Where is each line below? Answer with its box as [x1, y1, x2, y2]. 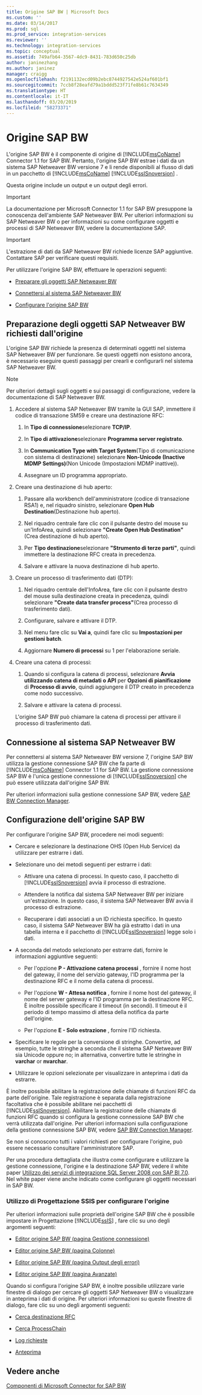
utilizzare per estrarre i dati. [14, 849, 84, 856]
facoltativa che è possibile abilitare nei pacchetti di [6, 1100, 133, 1107]
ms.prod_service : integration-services [6, 31, 107, 38]
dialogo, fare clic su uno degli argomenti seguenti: [6, 1302, 131, 1309]
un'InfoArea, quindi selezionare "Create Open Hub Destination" [24, 526, 184, 534]
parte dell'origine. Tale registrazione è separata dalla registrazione [6, 1094, 171, 1101]
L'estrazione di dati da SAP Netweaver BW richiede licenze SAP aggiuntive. [6, 248, 193, 255]
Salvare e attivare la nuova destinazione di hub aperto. [24, 563, 160, 570]
